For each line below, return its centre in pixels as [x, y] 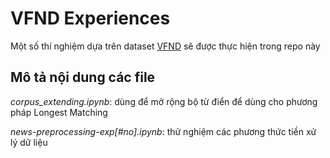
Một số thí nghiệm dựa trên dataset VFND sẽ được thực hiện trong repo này [165, 46]
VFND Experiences [90, 18]
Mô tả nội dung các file [83, 77]
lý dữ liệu [29, 142]
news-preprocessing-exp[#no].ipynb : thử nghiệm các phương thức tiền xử [163, 131]
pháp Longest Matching [59, 112]
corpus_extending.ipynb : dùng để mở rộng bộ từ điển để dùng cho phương [164, 101]
